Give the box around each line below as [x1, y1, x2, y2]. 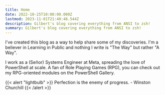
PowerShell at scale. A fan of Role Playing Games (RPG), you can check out [5, 65, 161, 71]
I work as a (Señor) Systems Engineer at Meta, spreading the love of [5, 59, 146, 65]
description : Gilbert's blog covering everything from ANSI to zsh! [5, 21, 151, 26]
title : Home [5, 7, 30, 12]
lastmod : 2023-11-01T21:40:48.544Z [5, 16, 79, 21]
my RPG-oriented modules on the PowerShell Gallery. [5, 70, 115, 76]
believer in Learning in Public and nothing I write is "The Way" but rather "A [5, 45, 160, 50]
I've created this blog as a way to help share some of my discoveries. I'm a [5, 39, 159, 45]
